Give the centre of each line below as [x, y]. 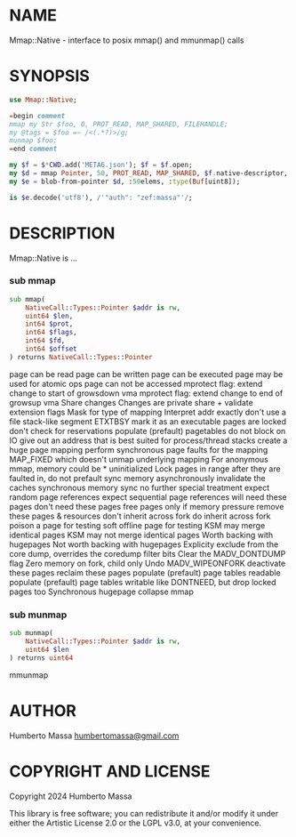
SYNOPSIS [50, 76]
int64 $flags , [51, 333]
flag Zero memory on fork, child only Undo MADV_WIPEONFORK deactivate [148, 563]
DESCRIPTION [62, 233]
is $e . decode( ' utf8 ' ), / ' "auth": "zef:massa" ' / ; [101, 197]
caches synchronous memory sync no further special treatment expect [139, 487]
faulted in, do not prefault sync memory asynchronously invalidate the [137, 478]
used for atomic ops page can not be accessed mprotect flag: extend [136, 383]
